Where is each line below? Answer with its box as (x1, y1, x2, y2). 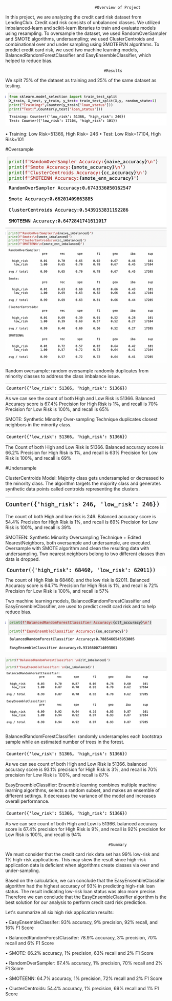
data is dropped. (5, 556, 40, 562)
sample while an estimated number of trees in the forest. (5, 739, 124, 745)
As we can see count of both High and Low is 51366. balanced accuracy (5, 820, 158, 826)
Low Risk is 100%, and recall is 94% (5, 832, 82, 838)
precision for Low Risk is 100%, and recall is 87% (5, 772, 109, 778)
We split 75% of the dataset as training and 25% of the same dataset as (5, 77, 157, 83)
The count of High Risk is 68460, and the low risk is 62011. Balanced (5, 577, 150, 583)
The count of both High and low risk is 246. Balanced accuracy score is (5, 513, 156, 519)
